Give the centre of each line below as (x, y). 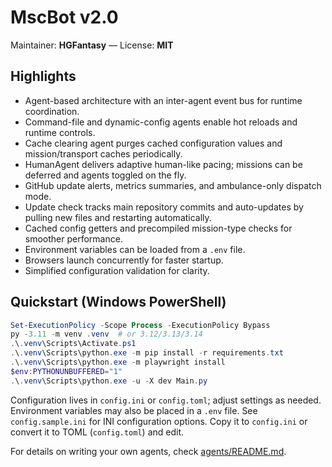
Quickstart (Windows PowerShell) (118, 302)
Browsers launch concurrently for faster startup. (124, 260)
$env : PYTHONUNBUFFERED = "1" (66, 371)
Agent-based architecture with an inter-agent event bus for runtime (163, 100)
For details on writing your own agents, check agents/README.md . (148, 451)
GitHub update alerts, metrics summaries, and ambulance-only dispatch (173, 185)
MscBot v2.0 (64, 17)
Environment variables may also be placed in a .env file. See (134, 410)
